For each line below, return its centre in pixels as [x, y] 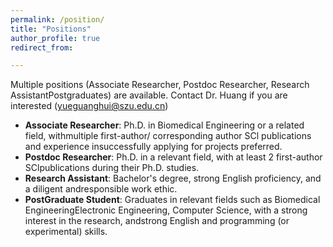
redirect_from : [42, 47]
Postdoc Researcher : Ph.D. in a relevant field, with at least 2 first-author [173, 157]
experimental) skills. [66, 232]
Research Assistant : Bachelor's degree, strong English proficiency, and [173, 178]
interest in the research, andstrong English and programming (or [157, 221]
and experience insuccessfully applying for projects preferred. [153, 147]
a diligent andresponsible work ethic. [101, 189]
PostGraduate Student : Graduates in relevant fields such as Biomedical [172, 200]
